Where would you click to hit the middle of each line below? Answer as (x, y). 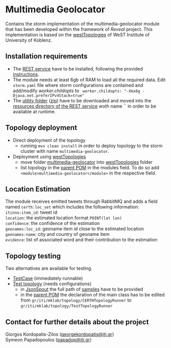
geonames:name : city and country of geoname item (57, 234)
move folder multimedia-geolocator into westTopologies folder (87, 162)
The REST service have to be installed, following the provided (78, 68)
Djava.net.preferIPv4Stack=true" (49, 95)
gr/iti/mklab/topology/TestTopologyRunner (66, 306)
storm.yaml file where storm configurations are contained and (78, 85)
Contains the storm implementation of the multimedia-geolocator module (83, 24)
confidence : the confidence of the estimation (53, 223)
